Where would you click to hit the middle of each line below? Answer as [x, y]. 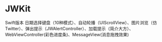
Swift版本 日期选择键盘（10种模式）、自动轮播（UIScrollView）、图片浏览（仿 [81, 22]
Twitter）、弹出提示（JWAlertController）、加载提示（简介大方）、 [69, 28]
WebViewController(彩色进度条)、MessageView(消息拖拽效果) [67, 34]
